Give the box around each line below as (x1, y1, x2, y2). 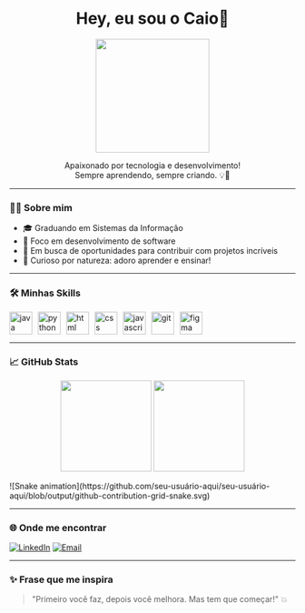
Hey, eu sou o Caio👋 (75, 8, 230, 29)
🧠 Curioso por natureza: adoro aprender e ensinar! (22, 255, 212, 266)
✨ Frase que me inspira (9, 573, 113, 586)
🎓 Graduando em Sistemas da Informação (22, 223, 183, 234)
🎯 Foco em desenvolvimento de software (22, 236, 176, 246)
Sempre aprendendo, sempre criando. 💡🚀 (74, 169, 231, 180)
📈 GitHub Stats (9, 356, 79, 368)
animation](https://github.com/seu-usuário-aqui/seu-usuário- (39, 480, 271, 491)
